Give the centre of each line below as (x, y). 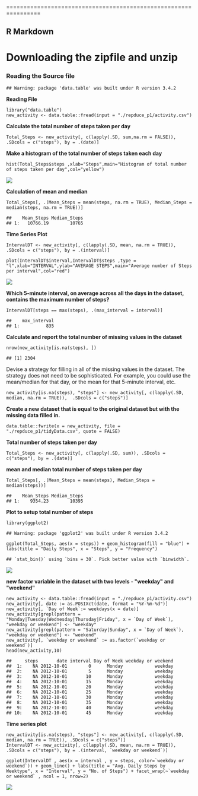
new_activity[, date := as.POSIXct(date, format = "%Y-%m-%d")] (87, 604)
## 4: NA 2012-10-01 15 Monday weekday (90, 681)
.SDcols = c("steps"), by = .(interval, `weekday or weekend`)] (87, 750)
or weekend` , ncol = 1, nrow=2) (47, 776)
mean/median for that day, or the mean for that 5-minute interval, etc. (91, 382)
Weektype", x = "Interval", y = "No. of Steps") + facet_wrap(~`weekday (98, 771)
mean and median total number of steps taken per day (74, 469)
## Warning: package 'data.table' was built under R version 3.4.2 (91, 88)
